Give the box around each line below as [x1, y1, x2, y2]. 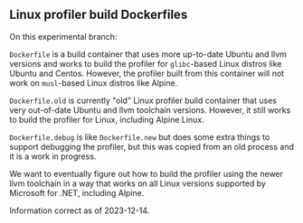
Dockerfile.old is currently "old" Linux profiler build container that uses [9, 95, 278, 106]
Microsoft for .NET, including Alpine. [9, 187, 145, 198]
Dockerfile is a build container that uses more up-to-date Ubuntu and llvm [9, 49, 288, 60]
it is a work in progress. [9, 151, 97, 162]
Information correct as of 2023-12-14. [9, 205, 150, 216]
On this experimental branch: [9, 31, 118, 42]
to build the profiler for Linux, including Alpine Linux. [9, 114, 205, 125]
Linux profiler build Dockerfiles [9, 7, 188, 23]
